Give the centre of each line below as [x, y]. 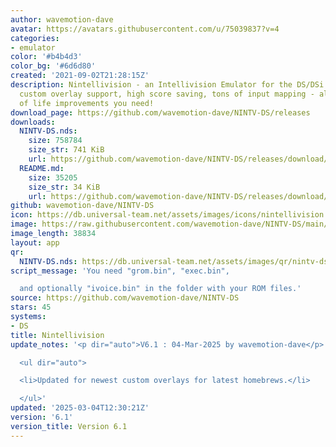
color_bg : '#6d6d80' [53, 66]
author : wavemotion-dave [62, 19]
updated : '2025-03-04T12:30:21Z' [80, 408]
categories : [35, 38]
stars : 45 [31, 307]
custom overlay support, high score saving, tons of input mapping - [167, 94]
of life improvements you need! [87, 103]
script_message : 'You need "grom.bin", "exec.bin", [120, 271]
